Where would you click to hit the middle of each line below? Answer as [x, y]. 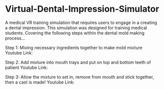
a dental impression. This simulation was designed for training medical [76, 27]
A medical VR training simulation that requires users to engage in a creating [81, 22]
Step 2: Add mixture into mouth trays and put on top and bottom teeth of [78, 62]
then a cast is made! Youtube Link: [40, 82]
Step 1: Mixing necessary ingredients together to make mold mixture [74, 47]
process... [15, 38]
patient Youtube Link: [26, 67]
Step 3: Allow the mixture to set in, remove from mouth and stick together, [80, 77]
